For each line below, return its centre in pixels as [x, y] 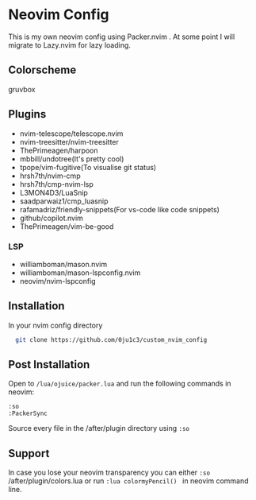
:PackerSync [28, 414]
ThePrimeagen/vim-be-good [67, 226]
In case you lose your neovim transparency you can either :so [109, 473]
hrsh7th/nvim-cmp [50, 176]
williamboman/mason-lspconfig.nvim [80, 273]
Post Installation [49, 364]
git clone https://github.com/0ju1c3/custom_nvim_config [111, 339]
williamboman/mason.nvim [63, 264]
